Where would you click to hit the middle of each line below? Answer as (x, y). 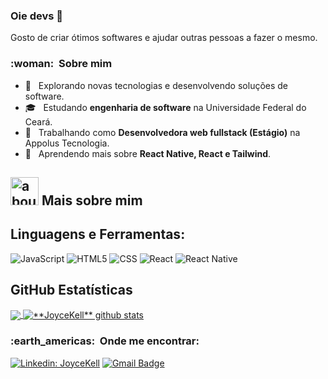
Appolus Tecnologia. (67, 143)
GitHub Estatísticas (71, 290)
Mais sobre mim (92, 200)
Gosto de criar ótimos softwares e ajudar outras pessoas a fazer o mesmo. (164, 38)
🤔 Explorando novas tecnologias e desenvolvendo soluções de (156, 85)
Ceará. (38, 121)
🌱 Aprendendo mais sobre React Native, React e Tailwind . (148, 153)
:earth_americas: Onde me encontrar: (105, 341)
